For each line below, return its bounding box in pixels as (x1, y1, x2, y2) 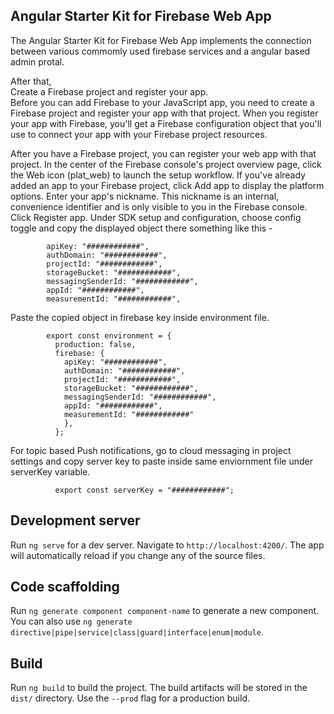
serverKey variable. (10, 465, 91, 478)
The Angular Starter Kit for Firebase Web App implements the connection (10, 34, 312, 46)
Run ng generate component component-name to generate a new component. (10, 605, 320, 617)
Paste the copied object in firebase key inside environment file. (10, 311, 270, 323)
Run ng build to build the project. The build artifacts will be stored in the (10, 682, 308, 694)
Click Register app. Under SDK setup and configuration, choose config (10, 211, 302, 223)
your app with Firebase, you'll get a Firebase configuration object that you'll (10, 117, 322, 129)
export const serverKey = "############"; (54, 485, 235, 495)
